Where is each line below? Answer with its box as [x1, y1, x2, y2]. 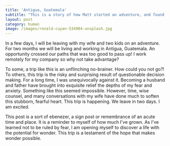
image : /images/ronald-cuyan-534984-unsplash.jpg [5, 26, 113, 31]
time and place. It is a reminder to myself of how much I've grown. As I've [5, 119, 159, 125]
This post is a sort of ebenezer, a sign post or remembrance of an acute [5, 114, 156, 120]
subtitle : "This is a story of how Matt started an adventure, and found [5, 12, 165, 17]
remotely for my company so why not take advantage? [5, 56, 119, 62]
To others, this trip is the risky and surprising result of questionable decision [5, 71, 164, 78]
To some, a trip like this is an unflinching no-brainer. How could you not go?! [5, 66, 165, 72]
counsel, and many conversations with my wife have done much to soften [5, 93, 159, 99]
